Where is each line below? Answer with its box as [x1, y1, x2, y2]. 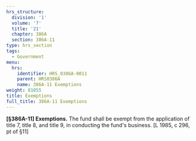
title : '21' [11, 25, 42, 32]
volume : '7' [11, 20, 42, 26]
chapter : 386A [11, 31, 47, 37]
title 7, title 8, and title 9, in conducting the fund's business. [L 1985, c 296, [6, 121, 191, 128]
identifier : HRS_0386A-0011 [17, 70, 87, 77]
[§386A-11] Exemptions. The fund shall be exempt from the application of [6, 115, 190, 122]
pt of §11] [6, 128, 29, 135]
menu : [6, 59, 20, 65]
